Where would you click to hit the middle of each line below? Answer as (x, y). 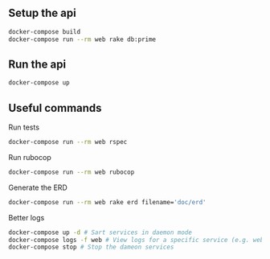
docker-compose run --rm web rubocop (72, 172)
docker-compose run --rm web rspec (68, 142)
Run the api (37, 64)
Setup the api (42, 13)
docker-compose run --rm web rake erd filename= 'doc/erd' (107, 202)
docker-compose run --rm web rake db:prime (82, 39)
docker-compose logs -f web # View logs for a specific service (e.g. (129, 240)
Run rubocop (30, 157)
